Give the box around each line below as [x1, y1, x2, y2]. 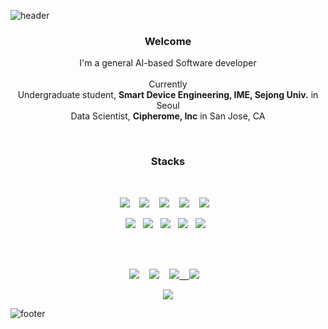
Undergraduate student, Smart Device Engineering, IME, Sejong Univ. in [17, 89, 319, 101]
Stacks [150, 155, 186, 169]
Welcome [144, 34, 192, 48]
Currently [148, 78, 188, 90]
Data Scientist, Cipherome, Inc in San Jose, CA [70, 110, 266, 122]
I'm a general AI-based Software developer [79, 57, 257, 69]
